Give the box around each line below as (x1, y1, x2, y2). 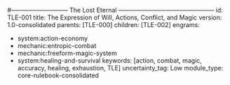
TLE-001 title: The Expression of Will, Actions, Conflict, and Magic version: (7, 13, 222, 22)
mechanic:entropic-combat (17, 42, 97, 49)
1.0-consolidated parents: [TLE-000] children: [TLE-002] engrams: (7, 21, 200, 29)
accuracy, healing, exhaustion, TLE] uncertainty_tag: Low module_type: (17, 64, 224, 72)
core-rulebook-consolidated (17, 71, 100, 79)
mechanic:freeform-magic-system (17, 49, 118, 57)
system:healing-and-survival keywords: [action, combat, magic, (17, 56, 202, 65)
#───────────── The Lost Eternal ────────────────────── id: (7, 6, 223, 14)
